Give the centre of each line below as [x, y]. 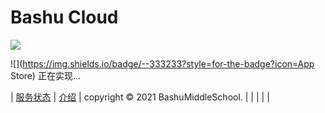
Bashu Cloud [64, 17]
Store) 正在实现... [46, 75]
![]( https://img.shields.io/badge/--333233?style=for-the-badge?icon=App [162, 63]
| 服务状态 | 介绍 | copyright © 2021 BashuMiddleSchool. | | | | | [140, 97]
